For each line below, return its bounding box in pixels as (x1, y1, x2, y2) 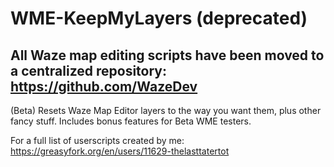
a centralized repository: (10, 62, 167, 79)
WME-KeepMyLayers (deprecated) (10, 7, 308, 30)
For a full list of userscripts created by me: (10, 135, 185, 146)
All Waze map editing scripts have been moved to (10, 47, 325, 64)
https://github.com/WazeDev (10, 78, 198, 95)
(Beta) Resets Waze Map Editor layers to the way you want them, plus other (10, 105, 322, 116)
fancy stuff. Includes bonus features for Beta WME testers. (10, 115, 252, 127)
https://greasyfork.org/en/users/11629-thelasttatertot (10, 145, 230, 157)
